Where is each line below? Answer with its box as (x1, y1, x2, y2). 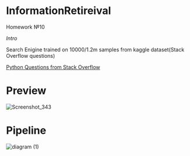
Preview (6, 84, 47, 98)
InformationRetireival (6, 4, 111, 18)
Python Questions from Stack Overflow (6, 63, 101, 71)
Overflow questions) (6, 52, 56, 59)
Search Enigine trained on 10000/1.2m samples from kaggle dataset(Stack (6, 46, 185, 53)
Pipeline (6, 124, 47, 137)
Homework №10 (6, 23, 45, 30)
